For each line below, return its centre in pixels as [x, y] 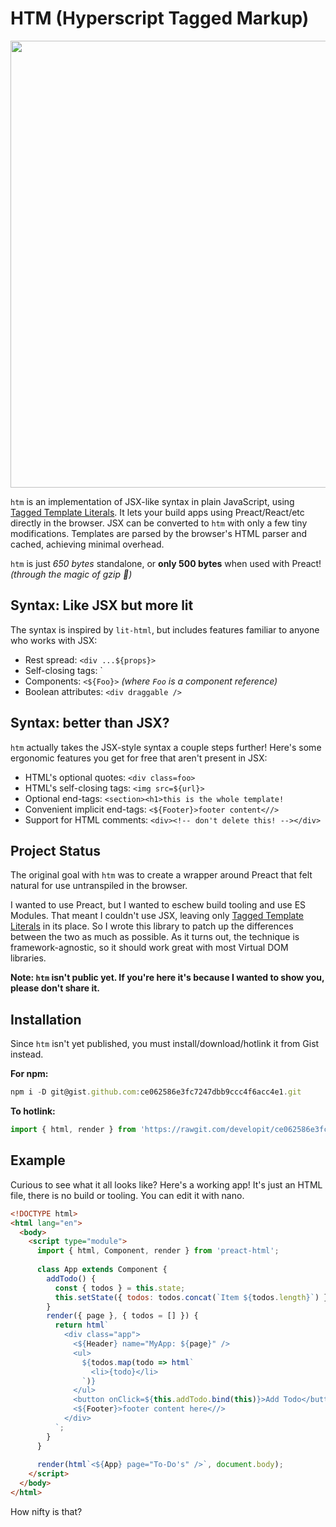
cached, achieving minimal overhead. [87, 544]
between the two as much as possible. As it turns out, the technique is [155, 937]
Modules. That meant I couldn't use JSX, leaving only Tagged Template [157, 916]
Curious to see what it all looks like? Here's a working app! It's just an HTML [166, 1184]
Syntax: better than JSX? [90, 723]
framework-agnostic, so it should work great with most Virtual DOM [149, 948]
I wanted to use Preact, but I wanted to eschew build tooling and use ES [158, 905]
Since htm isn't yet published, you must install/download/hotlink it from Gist [165, 1044]
